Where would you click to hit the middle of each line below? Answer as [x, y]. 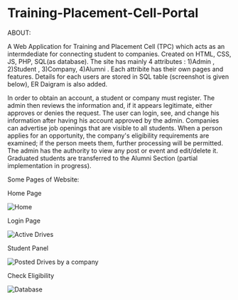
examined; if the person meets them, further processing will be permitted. [115, 143]
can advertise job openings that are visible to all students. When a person [115, 128]
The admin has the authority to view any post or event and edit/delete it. [113, 150]
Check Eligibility [31, 275]
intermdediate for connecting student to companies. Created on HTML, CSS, [119, 54]
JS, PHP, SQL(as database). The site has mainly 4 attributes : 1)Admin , [111, 61]
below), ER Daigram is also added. [58, 84]
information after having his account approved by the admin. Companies [113, 120]
